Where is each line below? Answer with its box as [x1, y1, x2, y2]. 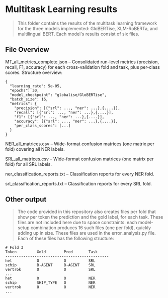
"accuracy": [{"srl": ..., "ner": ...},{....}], [14, 119, 118, 124]
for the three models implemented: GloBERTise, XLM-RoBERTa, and [17, 25, 158, 31]
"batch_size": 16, [10, 96, 49, 102]
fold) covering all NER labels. [5, 146, 65, 152]
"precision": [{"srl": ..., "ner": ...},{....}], [14, 106, 121, 111]
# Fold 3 [5, 245, 24, 250]
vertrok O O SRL [5, 267, 96, 272]
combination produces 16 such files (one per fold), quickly [30, 225, 151, 231]
